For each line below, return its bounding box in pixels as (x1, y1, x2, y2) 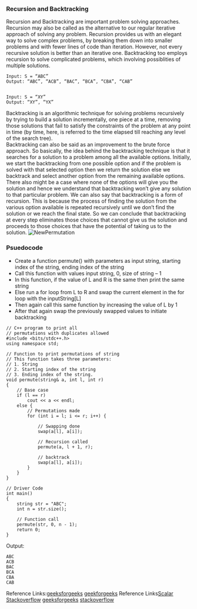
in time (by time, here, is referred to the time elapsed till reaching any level (6, 129, 186, 136)
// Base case (16, 387, 49, 393)
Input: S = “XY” (6, 94, 46, 100)
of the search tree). (6, 135, 53, 142)
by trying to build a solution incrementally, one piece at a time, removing (6, 116, 181, 123)
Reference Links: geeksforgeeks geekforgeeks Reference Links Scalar (6, 590, 173, 597)
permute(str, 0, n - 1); (16, 522, 78, 527)
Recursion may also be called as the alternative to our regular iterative (6, 24, 176, 31)
